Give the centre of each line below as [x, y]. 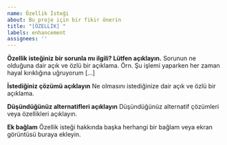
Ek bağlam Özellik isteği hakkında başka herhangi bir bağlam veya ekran [110, 127]
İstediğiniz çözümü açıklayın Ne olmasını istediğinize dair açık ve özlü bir [112, 86]
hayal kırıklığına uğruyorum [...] [51, 73]
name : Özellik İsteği [38, 13]
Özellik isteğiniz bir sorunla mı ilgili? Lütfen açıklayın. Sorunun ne [102, 58]
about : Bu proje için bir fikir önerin [64, 20]
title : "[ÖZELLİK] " [37, 26]
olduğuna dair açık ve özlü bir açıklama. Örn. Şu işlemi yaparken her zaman [113, 66]
